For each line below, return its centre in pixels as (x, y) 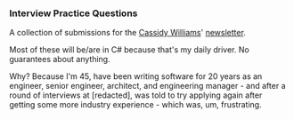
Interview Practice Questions (73, 13)
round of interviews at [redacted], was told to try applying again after (136, 95)
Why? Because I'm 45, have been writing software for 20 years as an (136, 76)
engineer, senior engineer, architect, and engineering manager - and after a (147, 86)
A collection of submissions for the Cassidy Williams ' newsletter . (128, 33)
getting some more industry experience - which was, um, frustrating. (135, 105)
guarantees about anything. (60, 59)
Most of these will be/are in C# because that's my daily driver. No (129, 50)
